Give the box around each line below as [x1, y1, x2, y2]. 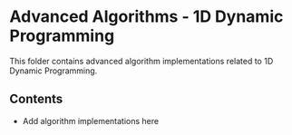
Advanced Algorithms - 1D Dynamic [9, 6, 284, 27]
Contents [9, 92, 63, 107]
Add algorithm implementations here [22, 115, 160, 126]
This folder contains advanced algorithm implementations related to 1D [9, 55, 274, 66]
